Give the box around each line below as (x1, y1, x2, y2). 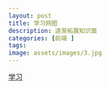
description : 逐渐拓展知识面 (8, 26, 98, 34)
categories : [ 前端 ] (8, 34, 75, 42)
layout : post (8, 11, 52, 20)
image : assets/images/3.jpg (8, 49, 103, 57)
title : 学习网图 (8, 19, 58, 27)
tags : (8, 42, 26, 50)
